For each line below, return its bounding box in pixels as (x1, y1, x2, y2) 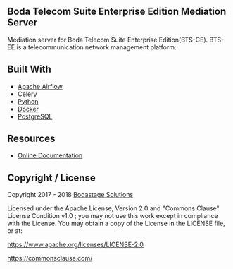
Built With (7, 64, 51, 76)
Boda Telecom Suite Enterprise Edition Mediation (7, 6, 227, 18)
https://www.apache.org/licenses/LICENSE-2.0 (7, 240, 144, 249)
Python (17, 97, 39, 105)
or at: (7, 227, 23, 235)
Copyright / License (7, 172, 96, 184)
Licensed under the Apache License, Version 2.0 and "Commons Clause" (7, 204, 220, 213)
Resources (7, 133, 56, 145)
